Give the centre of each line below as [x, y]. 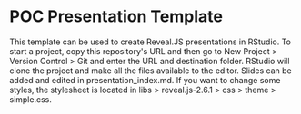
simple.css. [31, 99]
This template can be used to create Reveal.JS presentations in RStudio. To [150, 42]
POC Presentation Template [116, 17]
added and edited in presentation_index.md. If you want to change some [145, 80]
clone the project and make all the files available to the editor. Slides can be [151, 71]
